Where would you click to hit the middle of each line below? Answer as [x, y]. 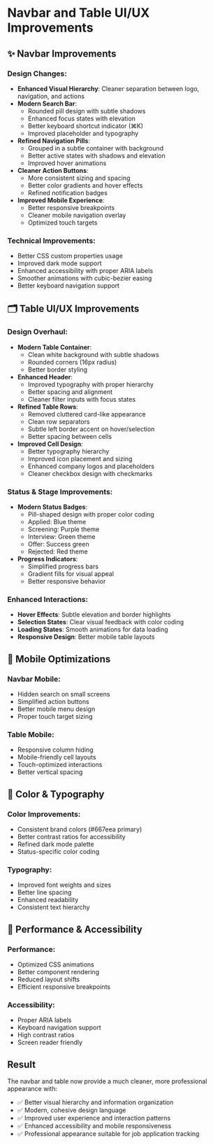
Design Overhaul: [38, 332]
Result [22, 1064]
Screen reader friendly [50, 1042]
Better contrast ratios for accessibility [71, 837]
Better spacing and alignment [70, 392]
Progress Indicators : [47, 559]
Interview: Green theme [61, 537]
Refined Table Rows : [47, 407]
